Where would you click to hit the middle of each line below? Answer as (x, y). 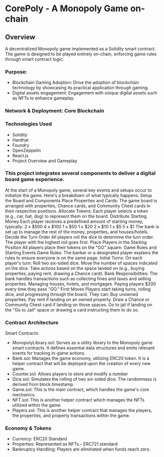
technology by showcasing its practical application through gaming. (81, 88)
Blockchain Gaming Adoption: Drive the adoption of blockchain (75, 83)
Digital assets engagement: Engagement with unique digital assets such (85, 93)
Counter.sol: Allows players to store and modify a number (70, 374)
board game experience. (35, 179)
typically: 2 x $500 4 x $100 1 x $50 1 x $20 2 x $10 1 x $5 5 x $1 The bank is (82, 226)
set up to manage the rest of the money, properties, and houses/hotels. (77, 232)
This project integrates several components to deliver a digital (80, 173)
